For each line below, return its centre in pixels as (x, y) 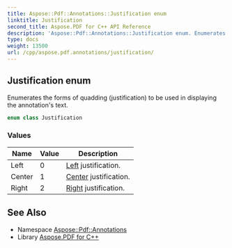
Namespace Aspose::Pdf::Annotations (72, 229)
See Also (27, 213)
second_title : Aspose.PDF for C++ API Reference (79, 26)
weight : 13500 (28, 46)
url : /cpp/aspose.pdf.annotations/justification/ (81, 53)
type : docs (23, 40)
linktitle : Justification (45, 20)
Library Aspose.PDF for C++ (58, 237)
